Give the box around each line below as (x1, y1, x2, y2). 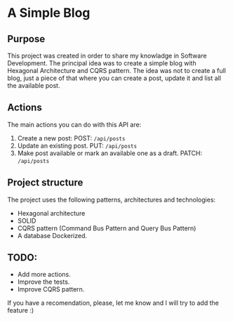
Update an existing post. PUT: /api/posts (17, 141, 138, 150)
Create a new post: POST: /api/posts (17, 133, 126, 142)
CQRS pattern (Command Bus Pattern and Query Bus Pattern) (17, 223, 197, 232)
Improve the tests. (17, 277, 70, 286)
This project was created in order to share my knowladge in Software (7, 51, 207, 60)
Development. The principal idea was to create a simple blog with (7, 59, 197, 67)
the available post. (7, 81, 60, 89)
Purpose (7, 33, 46, 45)
